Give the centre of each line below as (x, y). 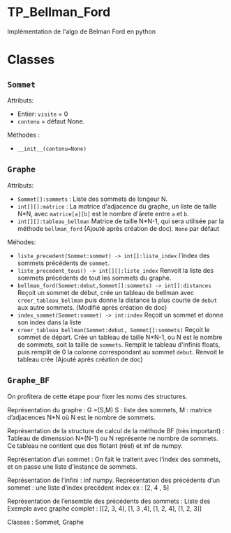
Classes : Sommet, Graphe (45, 522)
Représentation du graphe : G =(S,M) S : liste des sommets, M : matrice (110, 410)
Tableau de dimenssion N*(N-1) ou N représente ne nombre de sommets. (113, 438)
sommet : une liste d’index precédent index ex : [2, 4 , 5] (88, 487)
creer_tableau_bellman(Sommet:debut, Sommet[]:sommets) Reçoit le (113, 329)
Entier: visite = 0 (43, 114)
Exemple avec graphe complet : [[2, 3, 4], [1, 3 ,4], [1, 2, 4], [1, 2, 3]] (105, 508)
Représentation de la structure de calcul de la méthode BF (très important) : (116, 430)
